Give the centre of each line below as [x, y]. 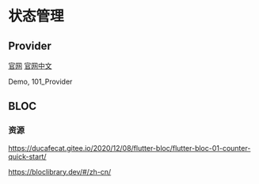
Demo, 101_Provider [40, 81]
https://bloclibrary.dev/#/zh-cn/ [60, 171]
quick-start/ [27, 156]
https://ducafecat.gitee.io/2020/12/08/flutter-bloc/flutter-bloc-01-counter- [129, 148]
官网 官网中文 [30, 66]
